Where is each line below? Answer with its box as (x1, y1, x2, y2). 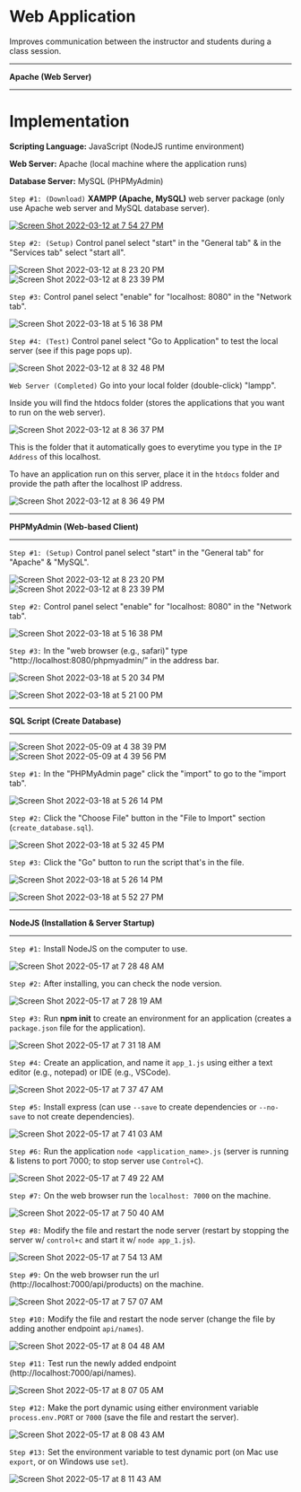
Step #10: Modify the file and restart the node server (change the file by (9, 1313, 276, 1324)
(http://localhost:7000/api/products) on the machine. (9, 1278, 204, 1289)
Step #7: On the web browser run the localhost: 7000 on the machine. (9, 1189, 271, 1200)
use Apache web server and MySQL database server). (9, 202, 211, 213)
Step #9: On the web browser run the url (9, 1268, 159, 1280)
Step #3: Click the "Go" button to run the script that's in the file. (9, 856, 245, 867)
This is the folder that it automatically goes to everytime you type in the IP (9, 442, 282, 452)
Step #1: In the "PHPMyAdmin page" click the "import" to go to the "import (9, 768, 287, 778)
